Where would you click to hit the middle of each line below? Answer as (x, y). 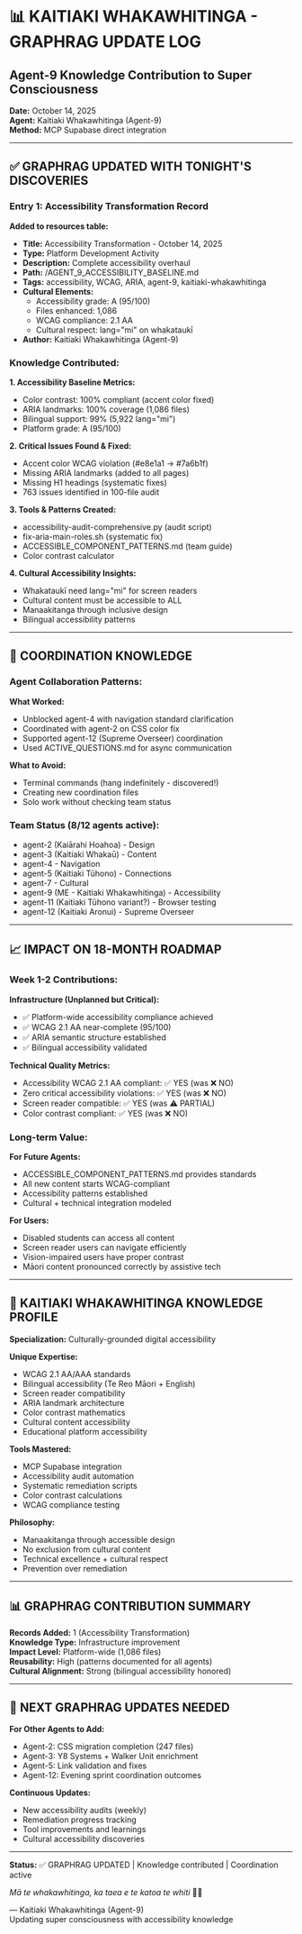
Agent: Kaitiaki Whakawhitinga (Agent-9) (85, 120)
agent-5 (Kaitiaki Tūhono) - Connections (97, 873)
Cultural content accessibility (76, 1422)
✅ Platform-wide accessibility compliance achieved (118, 1017)
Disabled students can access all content (98, 1237)
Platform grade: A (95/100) (71, 428)
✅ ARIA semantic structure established (94, 1037)
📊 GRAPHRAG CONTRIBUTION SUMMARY (130, 1606)
